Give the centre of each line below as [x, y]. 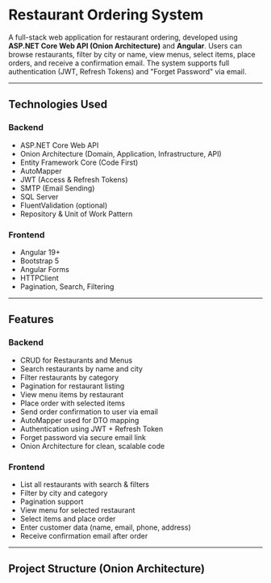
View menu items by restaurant [72, 394]
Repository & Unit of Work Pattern [76, 214]
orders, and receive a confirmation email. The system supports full [119, 63]
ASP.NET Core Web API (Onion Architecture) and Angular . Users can [125, 45]
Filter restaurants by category [69, 377]
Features [31, 319]
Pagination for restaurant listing [72, 386]
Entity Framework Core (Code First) [79, 162]
